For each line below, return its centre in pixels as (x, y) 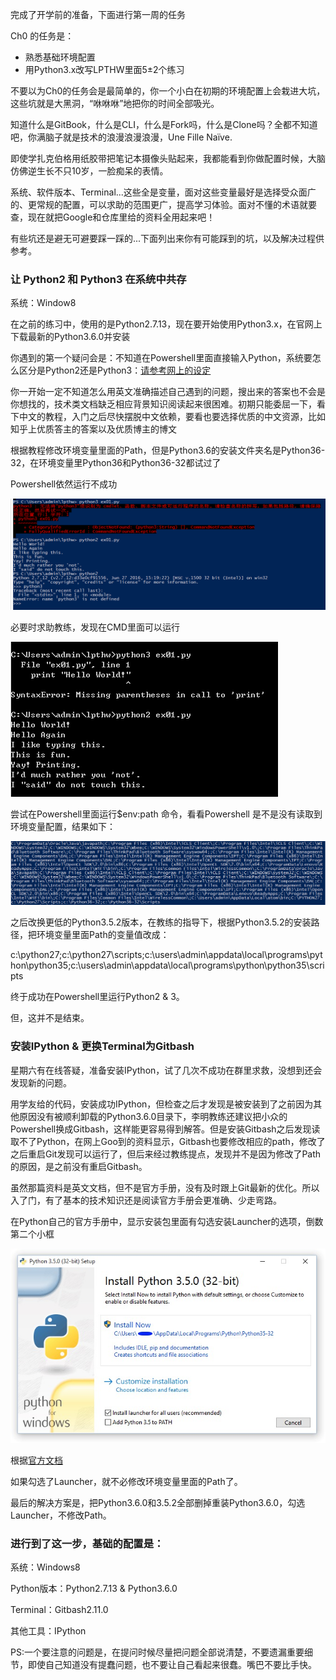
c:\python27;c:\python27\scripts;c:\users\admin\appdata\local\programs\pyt (166, 955)
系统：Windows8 (45, 1567)
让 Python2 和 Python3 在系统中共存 (98, 279)
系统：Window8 (43, 303)
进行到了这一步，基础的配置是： (87, 1543)
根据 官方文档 (36, 1460)
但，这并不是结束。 (50, 1018)
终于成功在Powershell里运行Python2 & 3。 (97, 997)
